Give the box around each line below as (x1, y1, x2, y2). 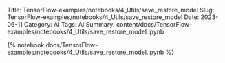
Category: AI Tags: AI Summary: (23, 21, 115, 28)
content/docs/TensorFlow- (116, 21, 193, 28)
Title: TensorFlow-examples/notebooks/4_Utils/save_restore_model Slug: (7, 6, 215, 14)
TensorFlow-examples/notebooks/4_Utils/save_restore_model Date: (7, 13, 200, 21)
